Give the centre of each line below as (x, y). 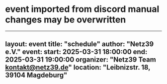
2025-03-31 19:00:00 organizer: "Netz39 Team (81, 60)
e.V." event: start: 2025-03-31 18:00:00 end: (76, 52)
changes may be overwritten (66, 20)
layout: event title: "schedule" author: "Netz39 (80, 44)
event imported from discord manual (82, 9)
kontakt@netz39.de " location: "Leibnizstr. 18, (78, 67)
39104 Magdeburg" (36, 75)
